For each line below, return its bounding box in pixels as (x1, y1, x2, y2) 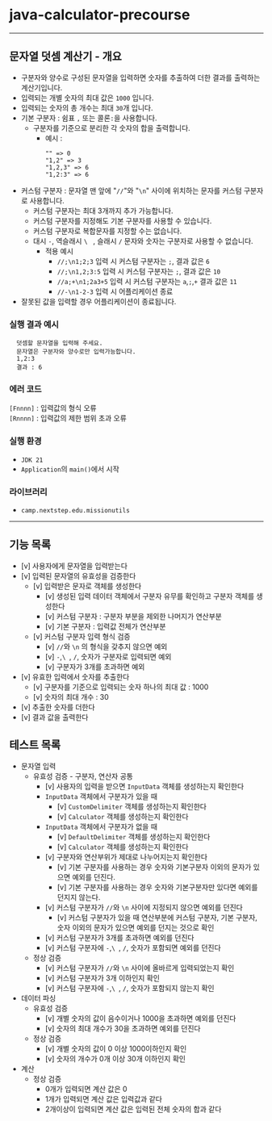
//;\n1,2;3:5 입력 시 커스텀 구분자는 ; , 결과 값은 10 (56, 266, 221, 276)
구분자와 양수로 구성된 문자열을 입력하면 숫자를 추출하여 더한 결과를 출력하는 (20, 73, 261, 82)
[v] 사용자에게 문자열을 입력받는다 (20, 561, 128, 571)
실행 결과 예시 (9, 319, 60, 330)
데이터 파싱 (20, 993, 56, 1002)
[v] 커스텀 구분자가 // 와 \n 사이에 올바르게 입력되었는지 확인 (44, 963, 235, 973)
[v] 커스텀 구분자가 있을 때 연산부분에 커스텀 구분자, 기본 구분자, (56, 912, 257, 922)
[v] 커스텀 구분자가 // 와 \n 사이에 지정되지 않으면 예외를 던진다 (44, 902, 243, 912)
